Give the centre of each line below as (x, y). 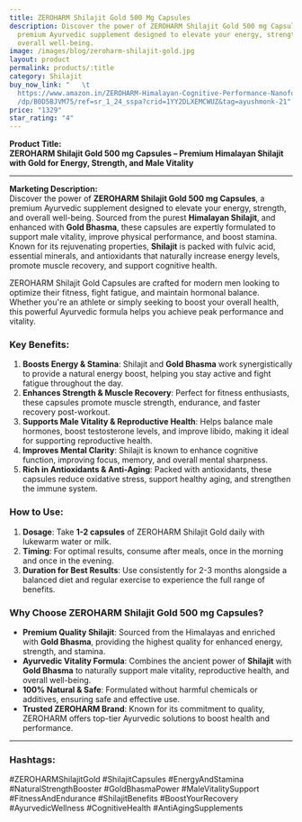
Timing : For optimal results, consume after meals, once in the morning (153, 551)
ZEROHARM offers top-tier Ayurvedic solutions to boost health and (146, 718)
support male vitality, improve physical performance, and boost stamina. (143, 237)
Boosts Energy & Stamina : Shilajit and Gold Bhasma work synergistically (157, 364)
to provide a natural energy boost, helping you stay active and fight (147, 374)
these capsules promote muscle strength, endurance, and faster (141, 403)
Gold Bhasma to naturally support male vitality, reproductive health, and (155, 671)
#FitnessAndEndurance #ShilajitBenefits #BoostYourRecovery (124, 799)
